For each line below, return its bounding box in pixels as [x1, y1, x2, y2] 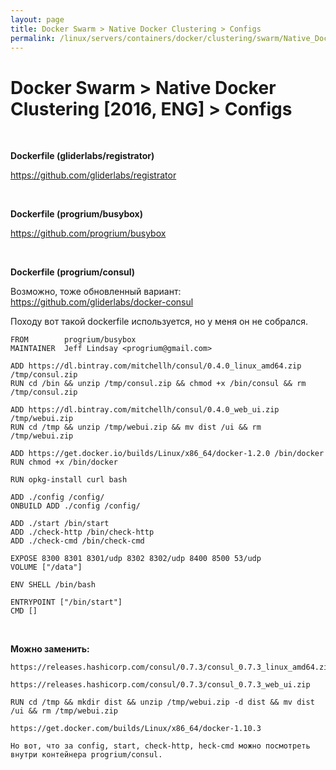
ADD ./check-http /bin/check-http [10, 527, 155, 538]
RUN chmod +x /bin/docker [10, 457, 118, 468]
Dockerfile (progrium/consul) [10, 266, 136, 278]
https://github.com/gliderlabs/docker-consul [10, 296, 194, 308]
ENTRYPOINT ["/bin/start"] [10, 597, 123, 608]
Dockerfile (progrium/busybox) [10, 208, 143, 220]
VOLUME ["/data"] [10, 562, 83, 573]
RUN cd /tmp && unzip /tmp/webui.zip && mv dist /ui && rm [10, 422, 262, 433]
